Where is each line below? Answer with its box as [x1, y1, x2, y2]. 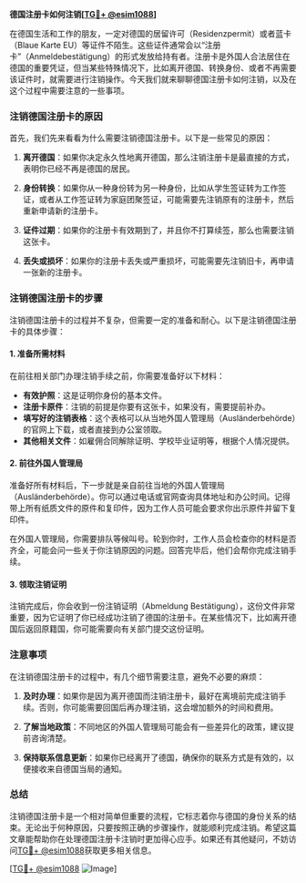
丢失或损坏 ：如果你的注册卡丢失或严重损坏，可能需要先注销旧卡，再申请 [22, 255, 294, 267]
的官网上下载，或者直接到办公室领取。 [22, 424, 167, 435]
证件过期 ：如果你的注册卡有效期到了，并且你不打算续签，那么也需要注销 [22, 225, 294, 236]
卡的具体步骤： [9, 325, 66, 336]
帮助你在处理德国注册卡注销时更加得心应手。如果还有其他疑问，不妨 [33, 833, 289, 844]
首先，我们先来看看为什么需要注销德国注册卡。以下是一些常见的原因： [9, 132, 273, 144]
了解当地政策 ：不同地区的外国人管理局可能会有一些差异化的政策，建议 [22, 721, 287, 732]
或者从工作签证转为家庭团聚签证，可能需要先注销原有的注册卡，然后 [38, 194, 294, 205]
